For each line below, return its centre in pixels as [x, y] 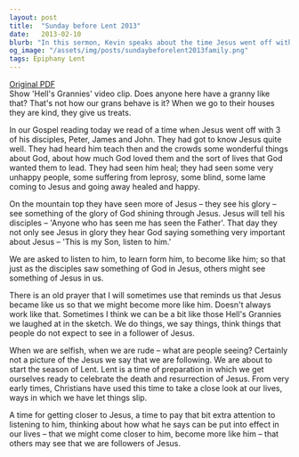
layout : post [33, 17]
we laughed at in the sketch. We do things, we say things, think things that [145, 323]
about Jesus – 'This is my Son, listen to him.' [90, 242]
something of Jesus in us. [57, 278]
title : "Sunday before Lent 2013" [75, 26]
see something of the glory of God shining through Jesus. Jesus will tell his [147, 213]
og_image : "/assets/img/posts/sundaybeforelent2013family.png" [129, 51]
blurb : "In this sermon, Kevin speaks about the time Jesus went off [141, 42]
